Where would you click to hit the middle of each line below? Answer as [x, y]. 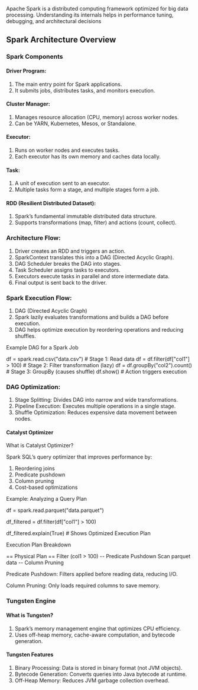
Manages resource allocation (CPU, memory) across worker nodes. [97, 117]
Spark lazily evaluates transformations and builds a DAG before [92, 317]
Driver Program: [26, 71]
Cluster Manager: [28, 104]
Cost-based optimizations [46, 487]
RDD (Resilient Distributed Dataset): [51, 203]
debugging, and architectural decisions [54, 21]
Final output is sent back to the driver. [61, 282]
